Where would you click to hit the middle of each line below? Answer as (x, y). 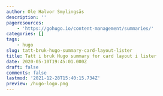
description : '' (26, 17)
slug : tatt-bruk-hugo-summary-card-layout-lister (70, 51)
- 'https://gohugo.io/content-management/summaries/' (85, 28)
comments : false (26, 73)
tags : (13, 39)
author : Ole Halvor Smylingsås (45, 12)
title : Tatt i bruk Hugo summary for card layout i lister (81, 56)
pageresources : (25, 23)
